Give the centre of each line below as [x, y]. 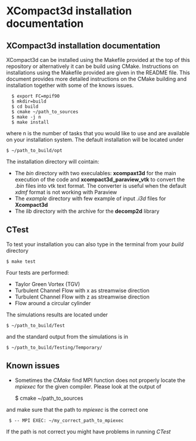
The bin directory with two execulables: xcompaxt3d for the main [95, 173]
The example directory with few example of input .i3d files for [90, 198]
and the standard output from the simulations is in [67, 336]
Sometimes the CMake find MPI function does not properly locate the [100, 380]
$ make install [30, 122]
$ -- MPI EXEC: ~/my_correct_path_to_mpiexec [66, 420]
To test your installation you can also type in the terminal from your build [95, 244]
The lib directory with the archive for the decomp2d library [87, 211]
